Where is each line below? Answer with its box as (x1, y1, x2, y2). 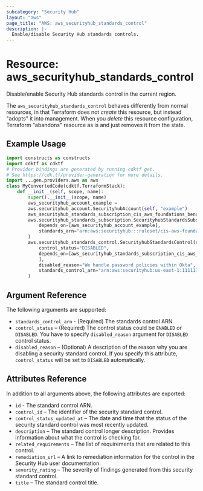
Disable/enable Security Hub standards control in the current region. (6, 90, 177, 97)
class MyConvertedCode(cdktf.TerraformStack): (6, 183, 126, 189)
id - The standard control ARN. (14, 401, 92, 409)
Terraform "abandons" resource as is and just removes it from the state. (6, 122, 185, 129)
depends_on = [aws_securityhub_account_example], (38, 222, 161, 229)
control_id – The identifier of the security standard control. (14, 408, 163, 415)
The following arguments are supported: (6, 306, 107, 313)
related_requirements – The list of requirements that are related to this (14, 440, 190, 447)
